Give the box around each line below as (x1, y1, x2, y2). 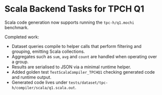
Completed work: (4, 34, 39, 40)
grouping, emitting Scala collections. (11, 48, 85, 54)
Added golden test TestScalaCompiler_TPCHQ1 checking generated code (11, 69, 155, 75)
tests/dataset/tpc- (68, 80, 108, 85)
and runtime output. (11, 74, 52, 80)
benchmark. (4, 24, 29, 30)
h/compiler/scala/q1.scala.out (11, 85, 75, 90)
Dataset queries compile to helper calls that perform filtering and (11, 43, 142, 49)
